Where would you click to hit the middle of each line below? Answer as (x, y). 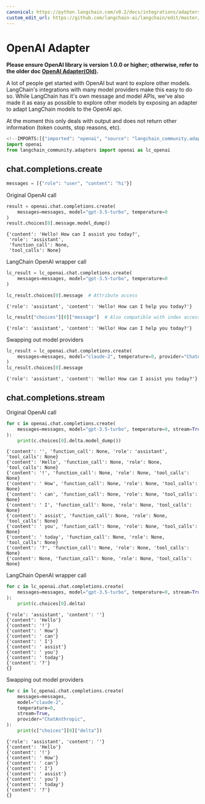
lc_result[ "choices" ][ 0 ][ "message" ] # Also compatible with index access (103, 317)
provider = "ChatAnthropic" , (52, 720)
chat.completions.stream (56, 397)
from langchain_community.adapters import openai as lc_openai (88, 151)
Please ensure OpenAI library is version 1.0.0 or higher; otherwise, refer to (103, 65)
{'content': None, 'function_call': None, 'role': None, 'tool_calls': (99, 559)
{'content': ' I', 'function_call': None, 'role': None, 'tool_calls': (99, 505)
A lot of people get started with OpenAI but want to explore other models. (99, 83)
